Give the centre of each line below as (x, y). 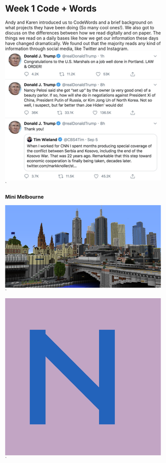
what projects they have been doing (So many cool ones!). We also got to (80, 27)
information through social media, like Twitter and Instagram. (67, 48)
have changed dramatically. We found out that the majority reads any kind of (83, 43)
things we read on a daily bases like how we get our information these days (82, 38)
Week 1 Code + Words (51, 9)
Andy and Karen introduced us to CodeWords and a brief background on (79, 22)
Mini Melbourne (24, 197)
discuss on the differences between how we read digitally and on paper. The (83, 33)
